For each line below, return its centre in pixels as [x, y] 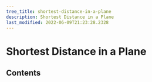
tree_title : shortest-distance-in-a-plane [59, 11]
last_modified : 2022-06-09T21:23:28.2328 [58, 22]
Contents [23, 73]
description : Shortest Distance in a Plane [60, 17]
